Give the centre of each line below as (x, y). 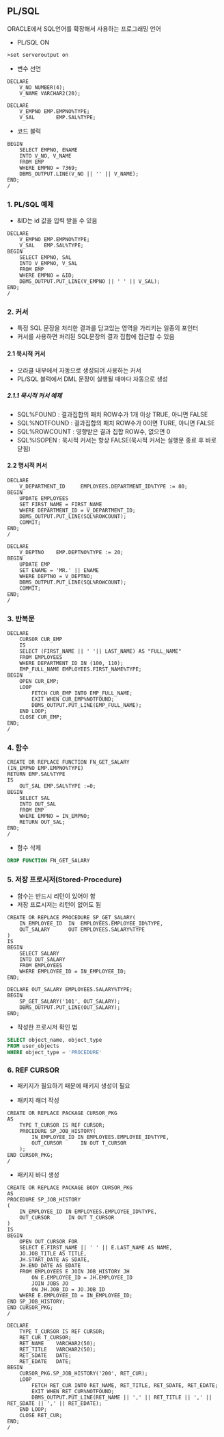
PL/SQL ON (33, 42)
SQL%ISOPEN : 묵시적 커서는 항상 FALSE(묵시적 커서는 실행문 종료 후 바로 (117, 440)
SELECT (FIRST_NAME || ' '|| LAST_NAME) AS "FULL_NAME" (101, 651)
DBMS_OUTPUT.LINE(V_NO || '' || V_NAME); (79, 174)
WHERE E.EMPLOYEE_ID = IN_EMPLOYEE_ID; (76, 1296)
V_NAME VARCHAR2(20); (50, 93)
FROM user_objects (33, 1046)
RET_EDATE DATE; (45, 1362)
